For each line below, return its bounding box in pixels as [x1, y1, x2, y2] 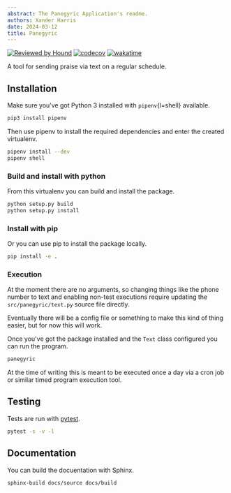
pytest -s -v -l [7, 427, 54, 435]
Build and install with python [7, 171, 106, 181]
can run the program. [7, 342, 68, 351]
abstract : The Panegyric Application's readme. [7, 10, 149, 17]
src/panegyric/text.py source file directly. [7, 300, 131, 309]
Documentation [7, 448, 77, 459]
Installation [7, 82, 57, 94]
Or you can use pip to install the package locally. [7, 240, 147, 248]
